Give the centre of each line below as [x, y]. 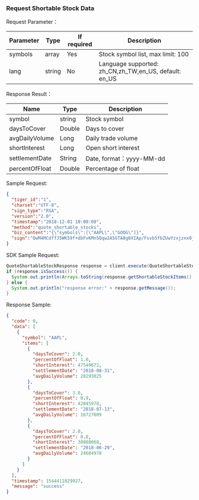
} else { [17, 283]
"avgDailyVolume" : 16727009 [67, 415]
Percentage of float [113, 169]
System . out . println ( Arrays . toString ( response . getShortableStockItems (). [103, 277]
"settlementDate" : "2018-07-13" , [74, 409]
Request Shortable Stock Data [50, 8]
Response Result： [29, 94]
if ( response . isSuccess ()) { [42, 271]
